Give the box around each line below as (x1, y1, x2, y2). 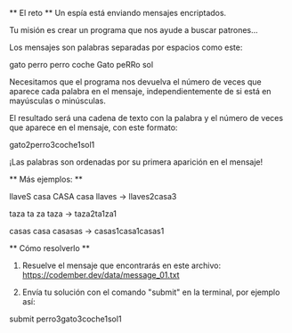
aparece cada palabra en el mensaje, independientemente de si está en (9, 86, 272, 96)
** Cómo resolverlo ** (9, 243, 91, 253)
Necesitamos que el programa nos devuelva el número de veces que (9, 77, 262, 87)
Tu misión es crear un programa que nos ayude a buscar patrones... (9, 25, 258, 35)
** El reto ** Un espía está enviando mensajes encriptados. (9, 8, 227, 18)
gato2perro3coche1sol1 (9, 140, 95, 150)
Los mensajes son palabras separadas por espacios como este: (9, 42, 243, 53)
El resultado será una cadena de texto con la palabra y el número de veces (9, 113, 283, 123)
